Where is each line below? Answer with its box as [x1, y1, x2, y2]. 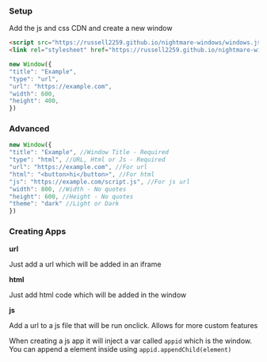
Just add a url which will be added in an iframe [9, 259, 162, 269]
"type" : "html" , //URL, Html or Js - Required [9, 156, 166, 164]
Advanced [9, 123, 50, 134]
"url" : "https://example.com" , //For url [9, 164, 148, 172]
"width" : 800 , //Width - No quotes [9, 185, 127, 193]
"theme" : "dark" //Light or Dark [9, 200, 120, 208]
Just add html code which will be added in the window [9, 290, 187, 300]
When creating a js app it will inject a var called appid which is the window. [9, 336, 253, 345]
